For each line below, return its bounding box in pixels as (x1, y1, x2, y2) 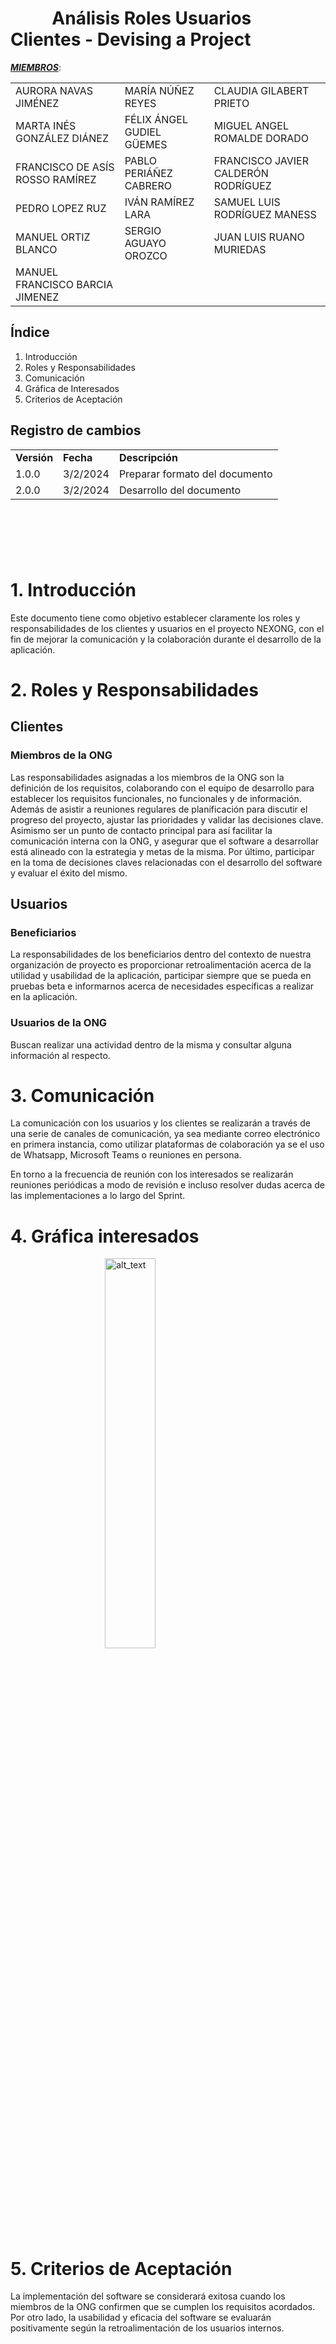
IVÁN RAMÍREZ (124, 195, 195, 209)
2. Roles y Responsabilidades (10, 678, 259, 701)
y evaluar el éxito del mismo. (10, 867, 128, 879)
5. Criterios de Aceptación (10, 2257, 233, 2280)
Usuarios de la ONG (10, 1016, 108, 1030)
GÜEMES (124, 137, 168, 151)
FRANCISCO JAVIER (213, 153, 309, 167)
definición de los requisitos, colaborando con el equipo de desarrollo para (10, 782, 315, 794)
